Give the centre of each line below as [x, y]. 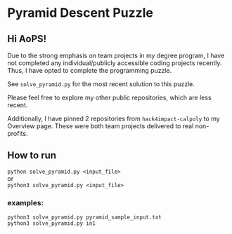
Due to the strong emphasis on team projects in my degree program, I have [116, 55]
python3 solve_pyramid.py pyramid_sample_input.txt [84, 218]
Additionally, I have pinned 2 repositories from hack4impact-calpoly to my [114, 118]
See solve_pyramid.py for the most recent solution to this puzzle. [101, 84]
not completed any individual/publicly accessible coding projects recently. [115, 63]
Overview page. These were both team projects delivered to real [101, 126]
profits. [18, 133]
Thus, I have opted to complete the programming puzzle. [90, 70]
